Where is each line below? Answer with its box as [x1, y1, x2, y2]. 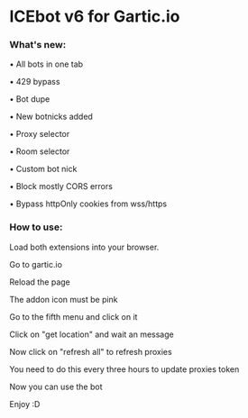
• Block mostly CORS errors [9, 181, 113, 192]
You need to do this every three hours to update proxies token [9, 363, 240, 375]
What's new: [9, 39, 67, 51]
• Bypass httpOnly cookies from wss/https [9, 198, 168, 209]
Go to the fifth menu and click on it [9, 311, 138, 322]
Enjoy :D [9, 398, 41, 409]
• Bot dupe [9, 94, 51, 104]
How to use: [9, 221, 63, 233]
